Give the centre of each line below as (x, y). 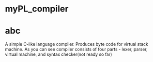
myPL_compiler (37, 9)
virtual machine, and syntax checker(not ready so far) (59, 54)
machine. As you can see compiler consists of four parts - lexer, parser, (76, 50)
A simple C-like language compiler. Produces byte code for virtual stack (77, 44)
